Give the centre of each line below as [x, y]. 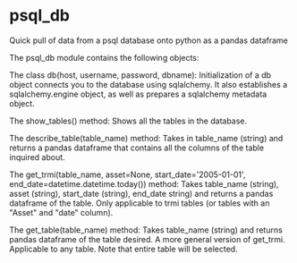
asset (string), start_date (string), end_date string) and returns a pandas [141, 193]
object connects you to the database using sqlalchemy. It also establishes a [148, 84]
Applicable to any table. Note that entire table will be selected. [124, 249]
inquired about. [37, 157]
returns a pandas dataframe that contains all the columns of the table [137, 148]
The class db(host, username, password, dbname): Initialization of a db [140, 75]
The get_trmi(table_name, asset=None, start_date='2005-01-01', [127, 174]
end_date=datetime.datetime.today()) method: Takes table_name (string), [144, 183]
